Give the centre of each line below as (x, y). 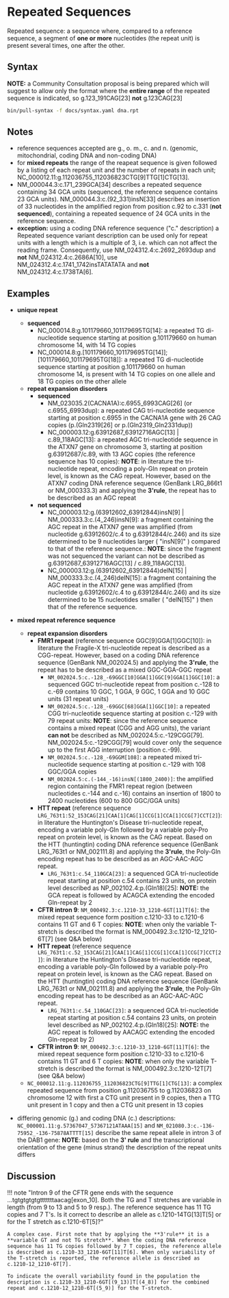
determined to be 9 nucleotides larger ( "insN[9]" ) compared (134, 542)
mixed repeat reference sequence (66, 620)
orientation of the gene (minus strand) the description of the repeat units (119, 1147)
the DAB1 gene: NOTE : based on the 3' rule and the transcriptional (110, 1140)
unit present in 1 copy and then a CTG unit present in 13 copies (115, 1105)
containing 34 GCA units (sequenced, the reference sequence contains (117, 192)
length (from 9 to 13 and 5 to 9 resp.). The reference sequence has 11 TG (109, 1207)
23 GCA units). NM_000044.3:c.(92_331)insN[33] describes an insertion (118, 199)
